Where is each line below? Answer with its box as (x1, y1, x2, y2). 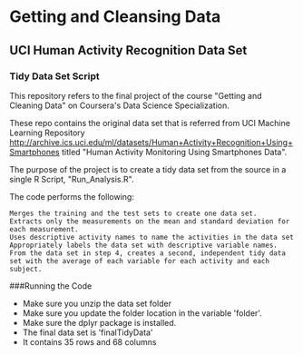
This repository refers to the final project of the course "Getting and (9, 90, 262, 101)
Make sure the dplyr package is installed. (22, 317, 177, 328)
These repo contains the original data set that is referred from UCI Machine (9, 117, 290, 128)
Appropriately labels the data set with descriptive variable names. (9, 241, 279, 250)
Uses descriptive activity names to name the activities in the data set (9, 232, 295, 242)
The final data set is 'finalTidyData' (22, 327, 153, 338)
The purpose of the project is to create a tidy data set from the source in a (9, 163, 287, 174)
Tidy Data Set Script (9, 70, 100, 83)
